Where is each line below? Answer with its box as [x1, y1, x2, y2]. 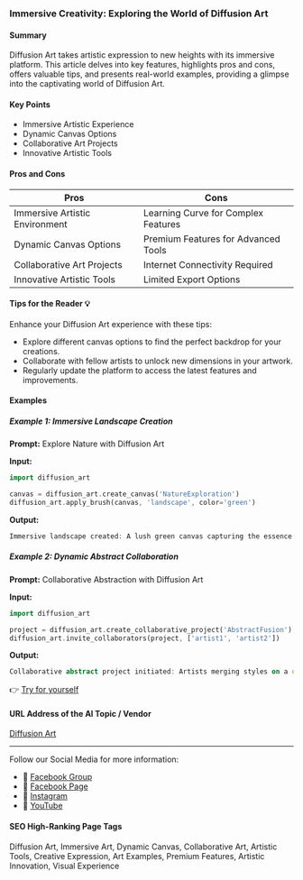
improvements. [22, 374, 78, 385]
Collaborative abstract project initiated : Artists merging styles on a [9, 667, 289, 676]
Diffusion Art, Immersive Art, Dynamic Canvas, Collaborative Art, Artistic [9, 841, 278, 852]
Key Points [9, 98, 51, 110]
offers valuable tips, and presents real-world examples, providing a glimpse [9, 69, 290, 79]
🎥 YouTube [22, 801, 63, 811]
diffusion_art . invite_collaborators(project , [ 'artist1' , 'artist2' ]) [9, 634, 280, 643]
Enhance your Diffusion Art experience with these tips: [9, 318, 212, 329]
